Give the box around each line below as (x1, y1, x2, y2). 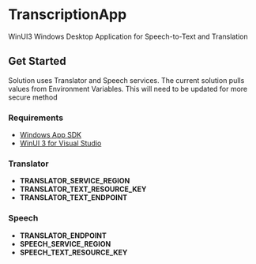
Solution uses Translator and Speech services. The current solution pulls (8, 75, 245, 85)
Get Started (8, 55, 66, 68)
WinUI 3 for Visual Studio (19, 138, 102, 148)
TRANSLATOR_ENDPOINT (19, 231, 107, 240)
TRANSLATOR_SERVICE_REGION (19, 176, 130, 186)
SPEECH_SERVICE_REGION (19, 239, 111, 248)
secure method (8, 92, 58, 102)
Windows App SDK (19, 130, 81, 140)
